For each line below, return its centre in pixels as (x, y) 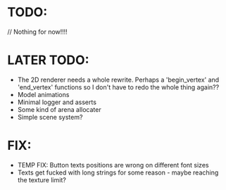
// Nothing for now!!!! (38, 32)
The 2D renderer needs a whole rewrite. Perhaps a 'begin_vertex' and (118, 80)
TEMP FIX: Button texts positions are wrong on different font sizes (113, 165)
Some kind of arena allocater (59, 109)
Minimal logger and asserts (57, 102)
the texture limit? (42, 179)
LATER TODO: (48, 60)
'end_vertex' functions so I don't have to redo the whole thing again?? (118, 87)
